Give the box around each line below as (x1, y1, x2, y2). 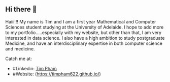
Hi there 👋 (5, 5, 37, 14)
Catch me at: (5, 56, 32, 62)
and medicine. (5, 45, 35, 51)
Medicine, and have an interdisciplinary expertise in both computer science (5, 40, 162, 46)
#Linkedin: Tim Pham (12, 65, 57, 71)
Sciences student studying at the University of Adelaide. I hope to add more (5, 24, 164, 30)
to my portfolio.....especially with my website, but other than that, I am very (5, 29, 161, 36)
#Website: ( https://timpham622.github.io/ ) (12, 71, 101, 77)
